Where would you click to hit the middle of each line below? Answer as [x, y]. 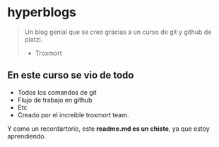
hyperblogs [42, 12]
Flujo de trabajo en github [55, 100]
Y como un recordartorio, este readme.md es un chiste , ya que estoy [108, 129]
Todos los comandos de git [57, 92]
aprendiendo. [27, 136]
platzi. [34, 39]
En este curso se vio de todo [71, 75]
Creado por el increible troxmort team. [73, 114]
